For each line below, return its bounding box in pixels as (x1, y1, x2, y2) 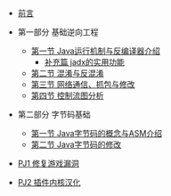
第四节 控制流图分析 (30, 90, 104, 101)
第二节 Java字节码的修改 (30, 139, 122, 150)
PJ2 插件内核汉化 (17, 177, 81, 187)
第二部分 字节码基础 (17, 110, 91, 119)
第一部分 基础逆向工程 (17, 27, 99, 37)
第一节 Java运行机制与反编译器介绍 (30, 45, 160, 56)
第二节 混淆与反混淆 (30, 68, 104, 78)
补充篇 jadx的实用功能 (44, 57, 125, 67)
